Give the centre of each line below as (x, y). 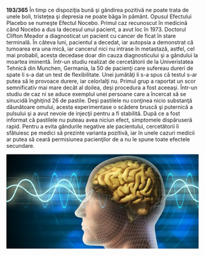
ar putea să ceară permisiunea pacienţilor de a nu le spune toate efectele (98, 139)
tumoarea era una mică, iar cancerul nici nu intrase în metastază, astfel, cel (101, 49)
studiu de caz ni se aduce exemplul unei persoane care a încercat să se (96, 94)
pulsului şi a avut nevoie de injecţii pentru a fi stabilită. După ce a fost (93, 114)
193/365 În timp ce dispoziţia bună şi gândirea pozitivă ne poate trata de (98, 10)
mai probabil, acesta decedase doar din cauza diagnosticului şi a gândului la (102, 55)
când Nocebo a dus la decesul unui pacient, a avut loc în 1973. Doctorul (96, 29)
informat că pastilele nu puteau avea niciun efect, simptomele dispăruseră (99, 120)
